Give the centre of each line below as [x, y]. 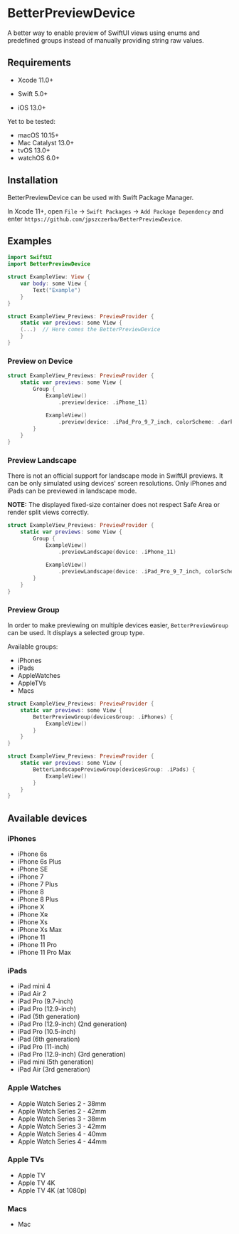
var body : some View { [54, 283]
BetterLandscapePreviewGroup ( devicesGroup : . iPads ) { [114, 769]
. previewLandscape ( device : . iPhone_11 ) [117, 552]
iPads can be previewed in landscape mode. [72, 491]
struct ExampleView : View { [49, 277]
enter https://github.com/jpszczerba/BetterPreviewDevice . [95, 219]
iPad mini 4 [34, 986]
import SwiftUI [30, 258]
